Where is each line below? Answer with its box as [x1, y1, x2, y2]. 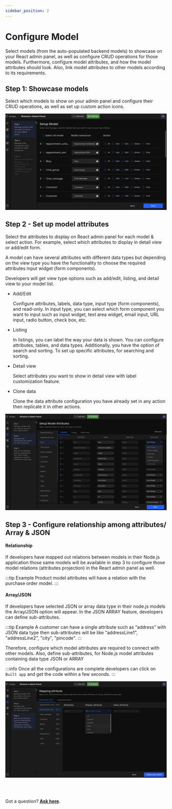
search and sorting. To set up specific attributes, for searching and [12, 347, 154, 353]
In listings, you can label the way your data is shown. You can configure [12, 336, 164, 343]
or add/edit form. [5, 244, 41, 250]
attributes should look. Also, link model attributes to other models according [5, 64, 165, 70]
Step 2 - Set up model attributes [5, 220, 109, 229]
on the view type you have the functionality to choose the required [5, 260, 146, 266]
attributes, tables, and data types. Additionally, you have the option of [12, 342, 160, 348]
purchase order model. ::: [5, 580, 59, 586]
